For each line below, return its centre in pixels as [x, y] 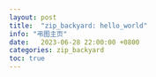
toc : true [27, 58]
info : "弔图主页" [38, 34]
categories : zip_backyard [56, 50]
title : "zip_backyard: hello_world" [78, 26]
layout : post [33, 17]
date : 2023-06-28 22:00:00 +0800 [74, 42]
